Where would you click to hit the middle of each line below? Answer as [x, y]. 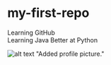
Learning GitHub [31, 32]
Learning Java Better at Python [52, 40]
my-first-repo [48, 13]
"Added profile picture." [70, 54]
